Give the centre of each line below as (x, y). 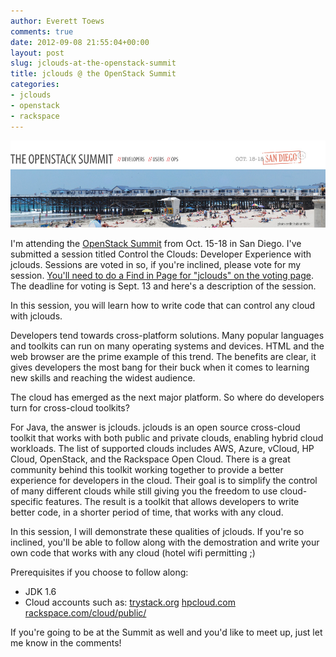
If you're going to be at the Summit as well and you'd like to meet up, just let (166, 632)
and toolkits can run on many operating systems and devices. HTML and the (167, 346)
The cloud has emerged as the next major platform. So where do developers (167, 397)
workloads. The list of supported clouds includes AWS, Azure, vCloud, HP (162, 448)
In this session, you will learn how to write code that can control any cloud (163, 305)
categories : (35, 85)
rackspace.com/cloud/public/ (85, 612)
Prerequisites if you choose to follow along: (99, 572)
